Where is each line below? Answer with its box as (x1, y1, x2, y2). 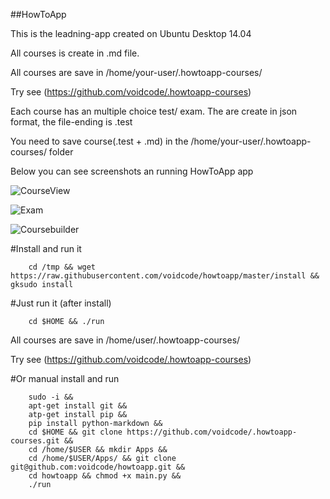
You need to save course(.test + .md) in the (10, 135, 189, 147)
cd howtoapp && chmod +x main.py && (28, 471, 182, 481)
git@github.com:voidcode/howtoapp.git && (10, 462, 186, 472)
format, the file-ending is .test (10, 116, 133, 128)
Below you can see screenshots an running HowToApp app (10, 165, 254, 177)
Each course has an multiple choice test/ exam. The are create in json (10, 105, 298, 117)
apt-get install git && (28, 401, 128, 411)
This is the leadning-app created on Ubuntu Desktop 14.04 (10, 28, 252, 39)
